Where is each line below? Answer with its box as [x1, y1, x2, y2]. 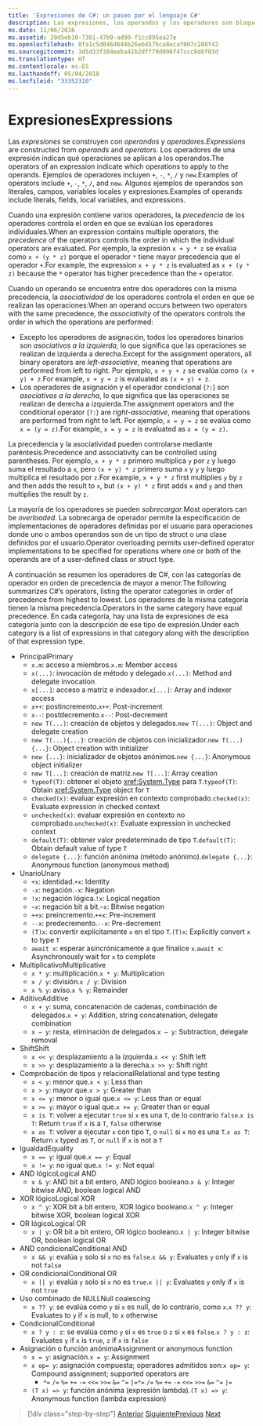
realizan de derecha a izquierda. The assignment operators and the [19, 399, 235, 409]
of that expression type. [8, 636, 85, 646]
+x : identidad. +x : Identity [31, 877, 110, 887]
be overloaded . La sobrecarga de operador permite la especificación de [8, 513, 240, 523]
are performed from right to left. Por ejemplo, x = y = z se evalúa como [19, 416, 251, 425]
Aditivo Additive [19, 994, 69, 1003]
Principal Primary [19, 652, 74, 662]
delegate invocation [31, 677, 95, 687]
